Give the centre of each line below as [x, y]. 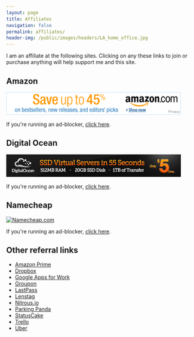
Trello [22, 322]
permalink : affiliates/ [36, 32]
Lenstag [25, 296]
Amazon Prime [33, 264]
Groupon [26, 284]
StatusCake [29, 315]
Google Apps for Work [42, 277]
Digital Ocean [32, 143]
